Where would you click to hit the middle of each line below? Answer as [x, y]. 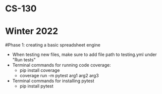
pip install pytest [36, 86]
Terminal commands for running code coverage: [61, 65]
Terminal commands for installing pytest [53, 81]
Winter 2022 [32, 31]
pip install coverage [40, 70]
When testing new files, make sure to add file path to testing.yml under [84, 54]
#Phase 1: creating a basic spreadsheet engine [53, 45]
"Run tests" [24, 60]
